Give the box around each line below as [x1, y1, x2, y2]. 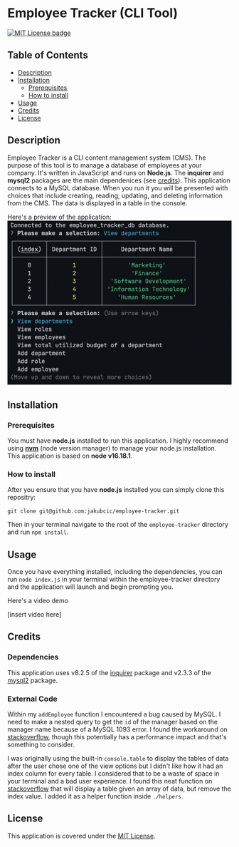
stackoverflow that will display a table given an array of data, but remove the [7, 784, 231, 793]
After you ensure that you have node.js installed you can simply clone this [7, 486, 225, 494]
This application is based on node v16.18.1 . [7, 451, 133, 460]
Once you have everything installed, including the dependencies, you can [7, 568, 223, 575]
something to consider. [7, 740, 75, 749]
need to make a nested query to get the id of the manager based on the [7, 717, 218, 726]
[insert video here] [7, 610, 62, 618]
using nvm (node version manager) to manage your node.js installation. [7, 443, 217, 452]
